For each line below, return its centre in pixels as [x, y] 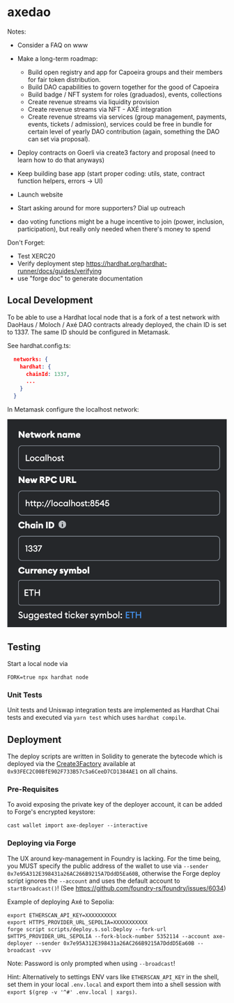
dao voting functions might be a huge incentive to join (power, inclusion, [121, 222]
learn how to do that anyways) [61, 160]
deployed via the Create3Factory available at [71, 764]
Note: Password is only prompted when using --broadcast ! [91, 963]
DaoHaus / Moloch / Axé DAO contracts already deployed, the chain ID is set [117, 324]
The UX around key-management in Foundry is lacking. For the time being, [114, 858]
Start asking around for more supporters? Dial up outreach [101, 208]
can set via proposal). [59, 139]
